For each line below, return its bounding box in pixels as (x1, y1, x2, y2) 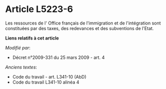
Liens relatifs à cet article (5, 35, 59, 41)
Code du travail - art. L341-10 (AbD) (12, 73, 87, 79)
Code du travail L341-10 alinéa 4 (12, 79, 79, 85)
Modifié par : (5, 44, 31, 50)
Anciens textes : (5, 64, 38, 70)
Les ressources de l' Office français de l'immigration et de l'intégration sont (5, 20, 161, 26)
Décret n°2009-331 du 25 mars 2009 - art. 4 (12, 54, 105, 60)
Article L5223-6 (5, 3, 73, 15)
